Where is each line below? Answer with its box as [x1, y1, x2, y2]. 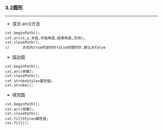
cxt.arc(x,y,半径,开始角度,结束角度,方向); [5, 36, 86, 41]
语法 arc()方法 [12, 21, 40, 27]
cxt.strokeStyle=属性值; [5, 79, 53, 84]
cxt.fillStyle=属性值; [5, 116, 49, 121]
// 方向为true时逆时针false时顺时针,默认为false [5, 45, 106, 50]
